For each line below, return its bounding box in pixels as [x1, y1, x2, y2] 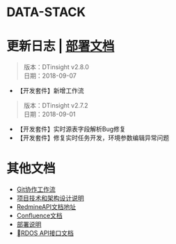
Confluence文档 [16, 211, 63, 220]
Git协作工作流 [16, 185, 56, 194]
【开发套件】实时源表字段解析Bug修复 [16, 125, 126, 134]
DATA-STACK [6, 4, 86, 20]
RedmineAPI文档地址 [16, 203, 77, 211]
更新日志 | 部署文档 [6, 38, 115, 55]
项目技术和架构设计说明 [16, 194, 84, 203]
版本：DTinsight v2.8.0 [23, 63, 90, 71]
